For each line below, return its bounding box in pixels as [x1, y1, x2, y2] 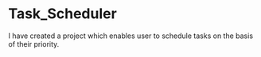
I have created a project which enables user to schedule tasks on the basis [8, 31, 253, 40]
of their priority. [8, 39, 60, 48]
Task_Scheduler [8, 5, 117, 23]
